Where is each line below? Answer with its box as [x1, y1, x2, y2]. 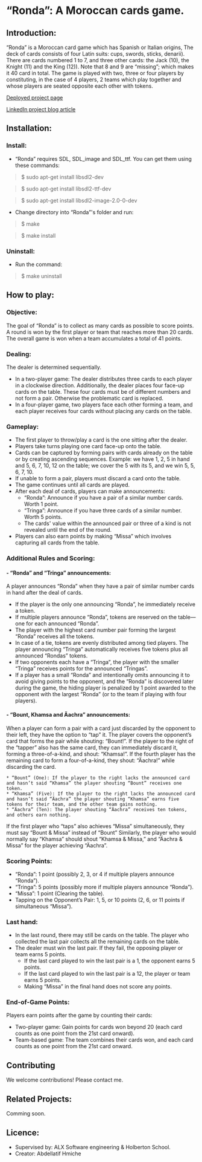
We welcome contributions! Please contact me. [6, 1076, 124, 1083]
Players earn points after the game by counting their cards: [6, 1011, 153, 1019]
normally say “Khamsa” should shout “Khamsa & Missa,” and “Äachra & [6, 835, 183, 843]
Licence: [6, 1128, 40, 1138]
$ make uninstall [21, 272, 62, 279]
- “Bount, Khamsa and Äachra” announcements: [6, 711, 131, 718]
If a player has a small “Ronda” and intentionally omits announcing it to [14, 671, 190, 679]
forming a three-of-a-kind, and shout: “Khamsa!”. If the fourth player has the [6, 750, 196, 757]
